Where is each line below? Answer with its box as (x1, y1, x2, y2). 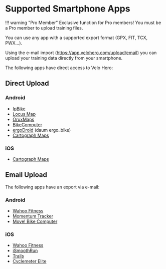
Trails (12, 253, 24, 259)
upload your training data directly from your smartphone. (5, 55, 123, 61)
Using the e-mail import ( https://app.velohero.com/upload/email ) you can (5, 50, 157, 56)
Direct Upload (5, 79, 49, 88)
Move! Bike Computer (12, 218, 58, 224)
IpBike (12, 106, 26, 112)
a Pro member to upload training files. (5, 25, 83, 31)
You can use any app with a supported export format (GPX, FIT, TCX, (5, 35, 148, 41)
